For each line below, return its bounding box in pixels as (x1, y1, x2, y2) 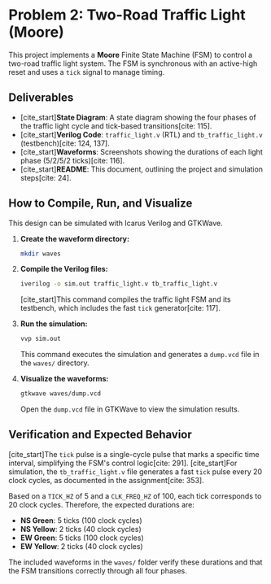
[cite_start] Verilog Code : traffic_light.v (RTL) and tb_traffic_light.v (20, 129, 263, 139)
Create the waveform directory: (20, 233, 130, 243)
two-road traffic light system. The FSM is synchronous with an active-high (8, 59, 258, 68)
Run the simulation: (20, 319, 88, 329)
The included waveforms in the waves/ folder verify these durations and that (8, 557, 263, 567)
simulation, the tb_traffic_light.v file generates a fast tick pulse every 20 (8, 466, 263, 477)
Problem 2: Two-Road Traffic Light (8, 6, 246, 24)
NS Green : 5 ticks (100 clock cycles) (20, 515, 142, 525)
